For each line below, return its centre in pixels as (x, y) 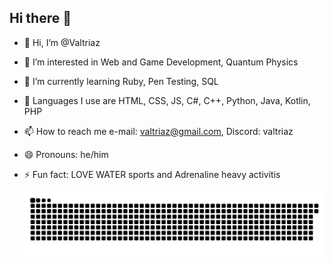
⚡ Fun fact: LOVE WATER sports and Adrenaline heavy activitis (152, 174)
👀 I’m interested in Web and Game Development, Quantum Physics (161, 62)
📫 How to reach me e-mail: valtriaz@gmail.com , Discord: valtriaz (158, 131)
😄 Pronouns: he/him (66, 154)
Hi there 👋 (40, 18)
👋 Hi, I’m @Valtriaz (62, 42)
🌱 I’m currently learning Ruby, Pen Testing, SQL (121, 81)
